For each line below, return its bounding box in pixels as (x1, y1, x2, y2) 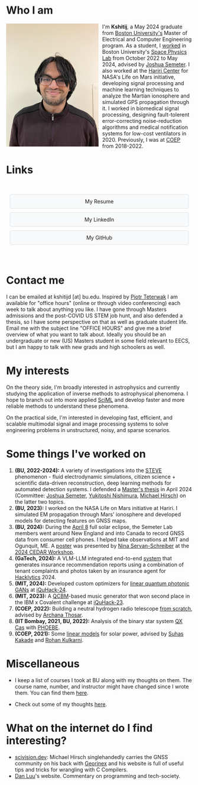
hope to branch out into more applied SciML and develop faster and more (6, 396, 185, 403)
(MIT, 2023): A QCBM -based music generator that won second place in (14, 592, 190, 599)
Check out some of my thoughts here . (14, 700, 108, 708)
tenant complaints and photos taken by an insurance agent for (14, 567, 167, 574)
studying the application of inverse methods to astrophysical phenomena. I (6, 390, 188, 397)
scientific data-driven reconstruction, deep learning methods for (14, 479, 172, 486)
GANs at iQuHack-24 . (14, 586, 67, 593)
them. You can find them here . (14, 689, 89, 696)
